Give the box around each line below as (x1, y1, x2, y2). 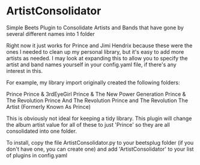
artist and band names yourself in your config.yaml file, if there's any (6, 61, 177, 68)
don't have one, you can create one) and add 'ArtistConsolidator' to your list (6, 145, 194, 152)
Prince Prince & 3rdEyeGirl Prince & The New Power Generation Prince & (6, 90, 186, 97)
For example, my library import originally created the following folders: (6, 79, 180, 86)
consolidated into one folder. (6, 127, 77, 135)
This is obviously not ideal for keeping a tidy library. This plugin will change (6, 115, 192, 122)
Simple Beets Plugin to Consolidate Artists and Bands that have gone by (6, 24, 184, 31)
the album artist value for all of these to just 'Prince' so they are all (6, 121, 170, 128)
